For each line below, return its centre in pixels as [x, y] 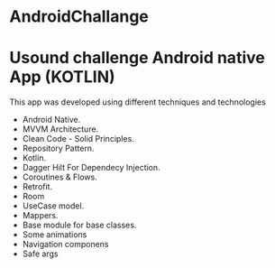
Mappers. [40, 216]
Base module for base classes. [79, 225]
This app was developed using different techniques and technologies [137, 102]
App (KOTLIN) [62, 77]
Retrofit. [37, 187]
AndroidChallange [79, 17]
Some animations [55, 235]
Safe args [40, 254]
